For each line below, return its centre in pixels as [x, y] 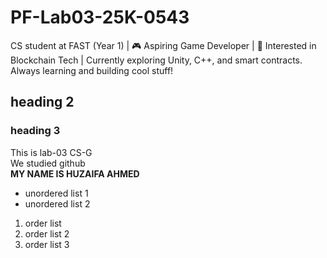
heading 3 [35, 131]
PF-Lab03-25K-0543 [100, 17]
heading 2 [42, 102]
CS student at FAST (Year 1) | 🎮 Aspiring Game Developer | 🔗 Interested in [163, 45]
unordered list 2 [57, 203]
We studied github [48, 163]
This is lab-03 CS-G [51, 152]
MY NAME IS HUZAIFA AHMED [75, 173]
